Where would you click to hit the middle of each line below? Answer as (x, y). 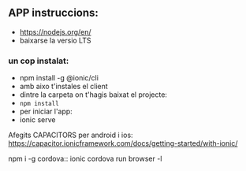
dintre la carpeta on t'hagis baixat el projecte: (93, 95)
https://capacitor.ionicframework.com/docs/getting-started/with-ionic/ (123, 143)
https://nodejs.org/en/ (56, 32)
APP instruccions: (53, 13)
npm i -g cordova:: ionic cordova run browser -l (85, 159)
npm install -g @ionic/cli (59, 78)
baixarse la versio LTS (55, 40)
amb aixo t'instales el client (63, 87)
